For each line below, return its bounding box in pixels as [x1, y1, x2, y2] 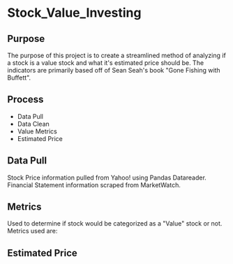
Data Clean [17, 119, 50, 128]
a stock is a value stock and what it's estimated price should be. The [7, 59, 204, 67]
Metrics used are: [7, 227, 58, 235]
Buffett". [7, 73, 31, 82]
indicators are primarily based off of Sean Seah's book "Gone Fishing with [7, 66, 221, 74]
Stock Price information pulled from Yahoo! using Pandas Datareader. [7, 173, 207, 182]
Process [7, 94, 44, 105]
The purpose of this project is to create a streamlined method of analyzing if [7, 51, 227, 59]
